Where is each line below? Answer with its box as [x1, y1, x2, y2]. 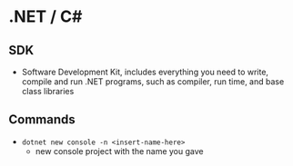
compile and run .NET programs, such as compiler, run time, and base [21, 76, 285, 87]
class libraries [21, 86, 75, 96]
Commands [8, 112, 76, 128]
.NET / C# [8, 6, 83, 27]
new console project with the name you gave [35, 145, 204, 156]
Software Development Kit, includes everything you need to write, [21, 66, 269, 77]
